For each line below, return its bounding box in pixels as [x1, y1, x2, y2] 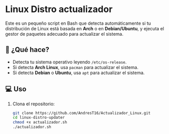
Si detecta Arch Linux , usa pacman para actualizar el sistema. [12, 64, 139, 70]
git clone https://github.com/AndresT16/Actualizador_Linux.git [12, 110, 151, 115]
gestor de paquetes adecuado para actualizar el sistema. [5, 31, 124, 37]
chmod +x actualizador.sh [12, 120, 67, 125]
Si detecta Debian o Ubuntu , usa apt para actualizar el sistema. [12, 70, 145, 76]
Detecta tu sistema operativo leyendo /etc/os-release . [12, 59, 127, 65]
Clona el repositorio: [12, 101, 55, 107]
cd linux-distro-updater [12, 115, 65, 120]
